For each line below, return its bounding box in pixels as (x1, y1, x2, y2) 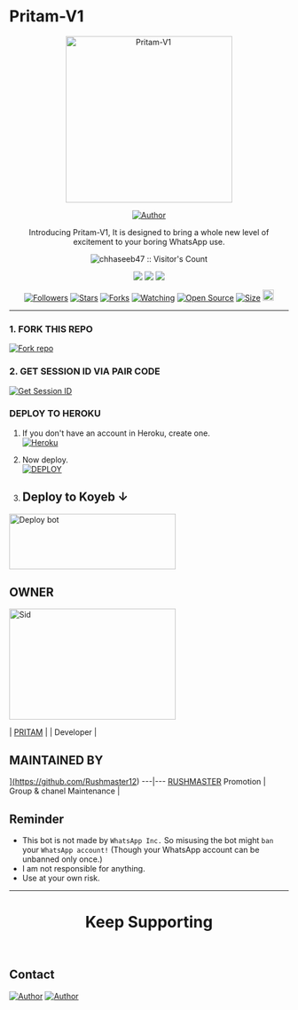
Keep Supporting (85, 912, 213, 933)
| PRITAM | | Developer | (9, 727, 98, 738)
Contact (9, 967, 55, 982)
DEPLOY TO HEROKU (9, 407, 101, 420)
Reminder (9, 811, 65, 826)
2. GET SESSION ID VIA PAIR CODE (9, 366, 161, 378)
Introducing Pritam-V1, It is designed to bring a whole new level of (28, 226, 270, 237)
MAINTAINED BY (9, 753, 104, 768)
